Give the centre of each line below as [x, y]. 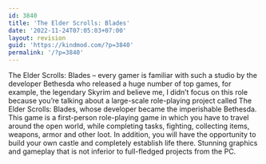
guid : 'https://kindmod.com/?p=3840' [71, 45]
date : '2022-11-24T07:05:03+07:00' [67, 30]
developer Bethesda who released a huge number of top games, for [120, 84]
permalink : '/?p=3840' [46, 53]
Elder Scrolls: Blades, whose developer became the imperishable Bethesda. [133, 109]
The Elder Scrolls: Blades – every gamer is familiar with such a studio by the [133, 75]
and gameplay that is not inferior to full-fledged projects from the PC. [122, 151]
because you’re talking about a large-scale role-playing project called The [130, 101]
